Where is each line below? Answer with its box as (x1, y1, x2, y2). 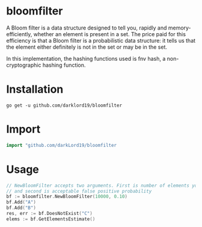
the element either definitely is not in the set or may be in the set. (6, 43, 167, 51)
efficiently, (6, 30, 32, 37)
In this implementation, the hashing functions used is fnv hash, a (6, 55, 166, 62)
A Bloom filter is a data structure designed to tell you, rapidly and (6, 24, 167, 31)
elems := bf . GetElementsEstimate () (6, 216, 96, 222)
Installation (6, 82, 64, 96)
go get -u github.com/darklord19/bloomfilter (6, 102, 122, 108)
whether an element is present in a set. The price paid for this (33, 30, 186, 37)
